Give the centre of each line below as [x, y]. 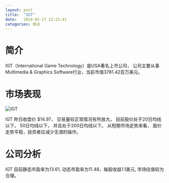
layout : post [19, 10]
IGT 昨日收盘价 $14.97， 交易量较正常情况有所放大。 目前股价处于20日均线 [83, 119]
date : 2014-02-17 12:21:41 [36, 19]
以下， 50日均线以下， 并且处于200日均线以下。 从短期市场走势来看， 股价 [84, 126]
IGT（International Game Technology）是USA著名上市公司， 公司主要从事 [82, 66]
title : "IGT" [20, 15]
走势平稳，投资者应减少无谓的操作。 [43, 132]
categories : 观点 [23, 24]
